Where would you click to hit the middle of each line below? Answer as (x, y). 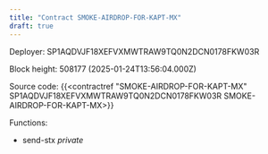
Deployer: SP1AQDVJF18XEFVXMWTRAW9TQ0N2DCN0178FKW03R (134, 51)
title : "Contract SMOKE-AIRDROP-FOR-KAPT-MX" (95, 17)
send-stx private (53, 140)
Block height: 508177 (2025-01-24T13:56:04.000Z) (103, 69)
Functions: (29, 123)
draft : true (31, 26)
